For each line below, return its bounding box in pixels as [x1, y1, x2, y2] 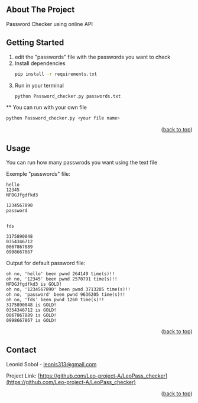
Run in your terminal [14, 82, 64, 89]
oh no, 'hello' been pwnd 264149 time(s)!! [6, 271, 115, 277]
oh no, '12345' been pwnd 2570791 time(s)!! [6, 276, 118, 282]
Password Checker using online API [6, 20, 93, 27]
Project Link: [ [6, 372, 40, 379]
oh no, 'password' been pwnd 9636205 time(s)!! [6, 292, 126, 298]
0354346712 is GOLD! [6, 307, 57, 313]
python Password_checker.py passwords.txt [14, 93, 121, 99]
